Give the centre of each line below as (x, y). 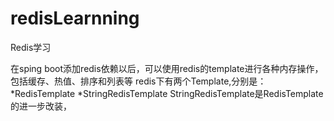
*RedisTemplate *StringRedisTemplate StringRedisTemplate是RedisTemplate (167, 93)
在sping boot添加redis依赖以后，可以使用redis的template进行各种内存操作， (167, 68)
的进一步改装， (41, 106)
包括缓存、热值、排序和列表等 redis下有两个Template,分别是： (138, 81)
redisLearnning (75, 18)
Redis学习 (31, 47)
